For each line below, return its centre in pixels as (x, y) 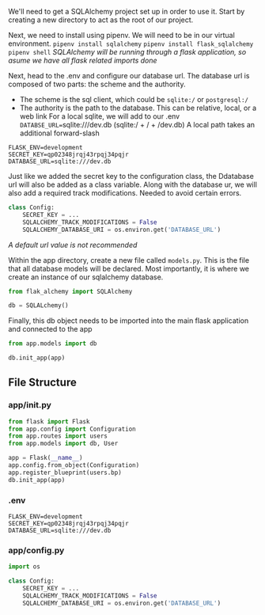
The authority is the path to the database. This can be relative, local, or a (138, 108)
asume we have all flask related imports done (83, 60)
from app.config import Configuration (72, 429)
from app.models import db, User (63, 444)
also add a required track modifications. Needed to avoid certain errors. (125, 193)
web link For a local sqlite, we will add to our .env (100, 116)
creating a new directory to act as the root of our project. (101, 20)
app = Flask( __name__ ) (45, 458)
